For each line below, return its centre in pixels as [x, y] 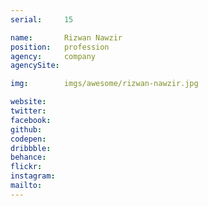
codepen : [28, 139]
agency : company [53, 56]
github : [26, 129]
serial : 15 [42, 19]
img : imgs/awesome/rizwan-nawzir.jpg [104, 84]
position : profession [60, 47]
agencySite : [35, 66]
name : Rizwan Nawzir [66, 37]
